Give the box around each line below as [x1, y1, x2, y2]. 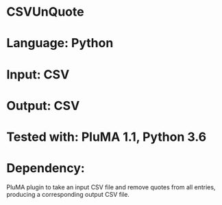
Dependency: [6, 161, 85, 176]
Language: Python [6, 36, 114, 51]
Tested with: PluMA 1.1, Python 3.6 [6, 129, 207, 144]
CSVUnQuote [6, 4, 84, 20]
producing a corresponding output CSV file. [6, 190, 129, 198]
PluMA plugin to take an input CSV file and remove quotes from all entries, [6, 182, 216, 191]
